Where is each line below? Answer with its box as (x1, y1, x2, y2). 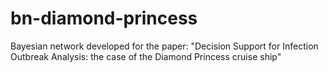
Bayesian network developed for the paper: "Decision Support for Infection (10, 40, 319, 52)
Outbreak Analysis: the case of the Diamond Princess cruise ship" (10, 50, 282, 62)
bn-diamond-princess (10, 7, 198, 30)
